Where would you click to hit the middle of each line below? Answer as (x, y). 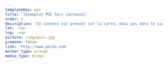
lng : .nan (15, 33)
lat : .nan (15, 28)
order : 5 (14, 19)
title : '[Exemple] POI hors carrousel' (47, 14)
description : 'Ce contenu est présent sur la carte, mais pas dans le (80, 24)
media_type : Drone (24, 56)
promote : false (21, 42)
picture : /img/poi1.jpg (30, 38)
